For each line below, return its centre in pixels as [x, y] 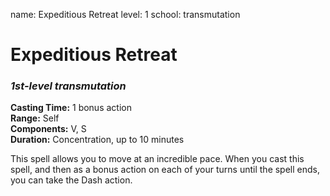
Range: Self [35, 118]
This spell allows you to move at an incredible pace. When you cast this [157, 159]
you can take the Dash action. [71, 180]
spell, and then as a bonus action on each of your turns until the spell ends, [165, 170]
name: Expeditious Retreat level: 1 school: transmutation [125, 14]
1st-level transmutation [68, 86]
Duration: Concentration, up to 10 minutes [97, 140]
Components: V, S [48, 129]
